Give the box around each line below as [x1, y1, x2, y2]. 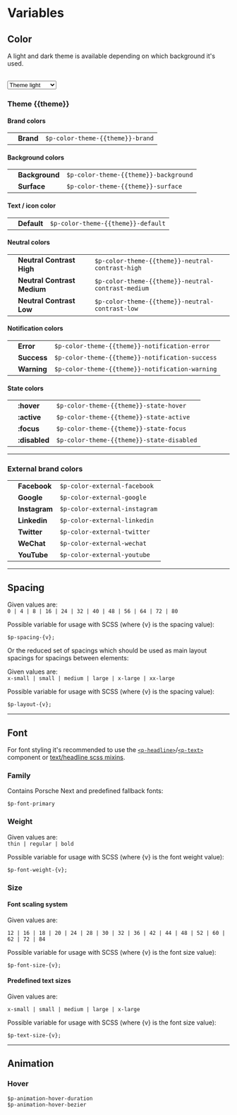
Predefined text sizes [7, 977, 71, 985]
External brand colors [7, 464, 83, 474]
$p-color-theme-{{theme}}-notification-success [54, 353, 217, 362]
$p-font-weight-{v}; [7, 866, 68, 873]
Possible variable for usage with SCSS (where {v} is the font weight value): [7, 852, 224, 861]
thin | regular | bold [7, 840, 74, 847]
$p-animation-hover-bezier [7, 1101, 87, 1108]
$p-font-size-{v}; [7, 962, 61, 969]
